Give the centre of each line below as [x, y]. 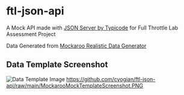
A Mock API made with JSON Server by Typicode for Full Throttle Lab [92, 28]
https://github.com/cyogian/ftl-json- [111, 79]
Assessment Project [31, 34]
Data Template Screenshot [57, 65]
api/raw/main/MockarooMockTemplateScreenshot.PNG [75, 85]
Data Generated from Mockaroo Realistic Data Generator [76, 46]
